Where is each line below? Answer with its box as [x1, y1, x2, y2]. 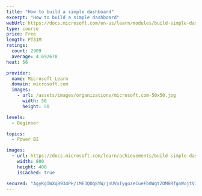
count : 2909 [11, 48, 42, 54]
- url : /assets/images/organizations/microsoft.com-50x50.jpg [17, 93, 176, 99]
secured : [6, 180, 28, 186]
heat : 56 [6, 59, 28, 65]
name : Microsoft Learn [11, 76, 69, 82]
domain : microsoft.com [11, 81, 69, 87]
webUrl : [6, 20, 26, 26]
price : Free [6, 31, 36, 37]
